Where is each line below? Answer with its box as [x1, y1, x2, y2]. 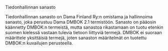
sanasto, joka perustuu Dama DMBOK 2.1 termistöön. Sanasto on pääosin [5, 19, 156, 25]
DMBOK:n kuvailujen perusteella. [5, 40, 73, 46]
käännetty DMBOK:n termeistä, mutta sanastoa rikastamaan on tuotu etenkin [5, 24, 163, 30]
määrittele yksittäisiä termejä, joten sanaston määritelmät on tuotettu [5, 35, 147, 41]
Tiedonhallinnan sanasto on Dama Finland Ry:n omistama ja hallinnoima [5, 14, 153, 19]
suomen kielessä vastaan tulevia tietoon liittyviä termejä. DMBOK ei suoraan [5, 30, 162, 35]
